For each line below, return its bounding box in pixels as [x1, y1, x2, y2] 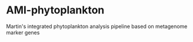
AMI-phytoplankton [6, 3, 105, 17]
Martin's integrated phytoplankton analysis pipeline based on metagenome [6, 23, 188, 30]
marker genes [6, 29, 40, 36]
